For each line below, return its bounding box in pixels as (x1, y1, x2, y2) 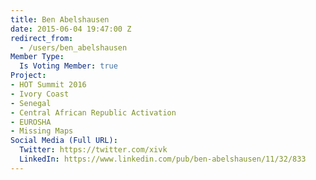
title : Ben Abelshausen (10, 14, 110, 25)
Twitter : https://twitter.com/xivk (19, 145, 168, 155)
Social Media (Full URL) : (10, 136, 118, 146)
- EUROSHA (10, 117, 52, 127)
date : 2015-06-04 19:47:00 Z (10, 24, 132, 34)
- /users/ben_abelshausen (19, 42, 128, 53)
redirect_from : (10, 33, 74, 43)
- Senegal (10, 98, 52, 108)
